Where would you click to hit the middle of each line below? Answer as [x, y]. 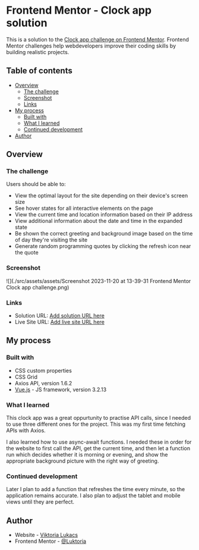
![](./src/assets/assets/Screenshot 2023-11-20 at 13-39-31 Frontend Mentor [99, 281]
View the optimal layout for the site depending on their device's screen [101, 196]
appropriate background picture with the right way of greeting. [83, 461]
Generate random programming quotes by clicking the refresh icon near [103, 246]
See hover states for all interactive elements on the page [84, 208]
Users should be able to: [36, 184]
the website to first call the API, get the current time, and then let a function [98, 448]
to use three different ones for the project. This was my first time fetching [96, 424]
